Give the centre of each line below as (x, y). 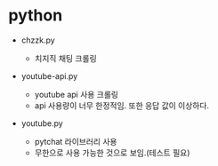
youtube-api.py (49, 75)
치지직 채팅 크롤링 (65, 58)
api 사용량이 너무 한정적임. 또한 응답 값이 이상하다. (122, 105)
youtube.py (42, 123)
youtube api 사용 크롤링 (77, 94)
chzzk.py (38, 40)
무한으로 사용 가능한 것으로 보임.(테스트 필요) (112, 153)
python (36, 16)
